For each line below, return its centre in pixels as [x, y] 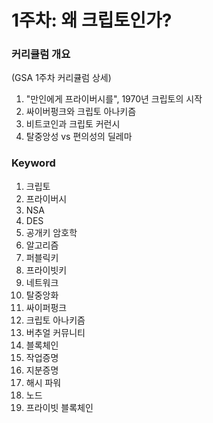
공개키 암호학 [51, 232]
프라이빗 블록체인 [59, 407]
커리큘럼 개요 [41, 54]
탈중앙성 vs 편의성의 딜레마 [79, 137]
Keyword [33, 163]
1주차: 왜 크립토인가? [92, 20]
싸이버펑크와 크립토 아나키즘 [81, 112]
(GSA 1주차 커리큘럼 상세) [61, 78]
